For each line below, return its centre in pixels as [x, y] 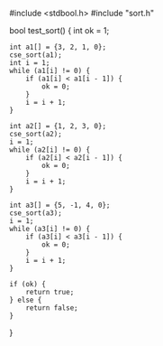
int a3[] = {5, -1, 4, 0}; [60, 205]
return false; [52, 308]
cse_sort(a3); [36, 213]
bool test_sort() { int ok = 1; [59, 30]
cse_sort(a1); [36, 55]
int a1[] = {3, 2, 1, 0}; [58, 47]
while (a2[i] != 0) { [50, 150]
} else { [26, 300]
